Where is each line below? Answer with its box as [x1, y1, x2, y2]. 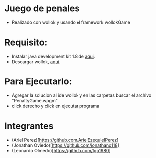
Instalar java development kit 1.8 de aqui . [11, 53, 95, 59]
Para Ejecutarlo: [4, 76, 72, 87]
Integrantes [4, 120, 54, 132]
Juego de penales [4, 3, 80, 14]
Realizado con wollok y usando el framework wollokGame [11, 19, 130, 25]
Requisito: [4, 37, 48, 48]
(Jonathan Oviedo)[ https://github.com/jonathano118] [11, 142, 120, 148]
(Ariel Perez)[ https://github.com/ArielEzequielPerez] [11, 137, 119, 143]
